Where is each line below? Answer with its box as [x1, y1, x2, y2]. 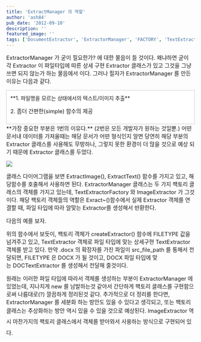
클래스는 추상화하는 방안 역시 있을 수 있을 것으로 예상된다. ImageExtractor [6, 307, 187, 314]
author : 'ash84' [6, 14, 47, 20]
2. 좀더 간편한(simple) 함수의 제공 [10, 108, 93, 115]
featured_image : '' [6, 31, 55, 37]
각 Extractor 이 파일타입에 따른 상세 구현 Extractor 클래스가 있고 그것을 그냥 [6, 62, 191, 69]
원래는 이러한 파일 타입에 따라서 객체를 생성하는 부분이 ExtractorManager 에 [6, 275, 193, 282]
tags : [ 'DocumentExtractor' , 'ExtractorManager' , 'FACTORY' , [6, 37, 162, 43]
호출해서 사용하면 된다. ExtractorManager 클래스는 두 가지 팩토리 [28, 181, 188, 188]
